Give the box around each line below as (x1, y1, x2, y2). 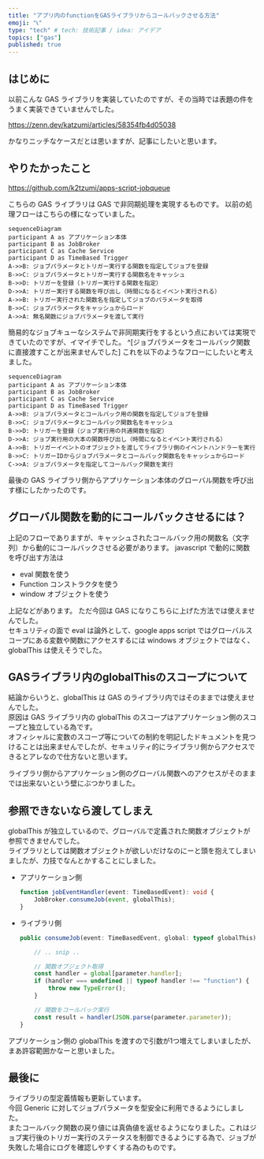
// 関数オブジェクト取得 (34, 963, 104, 971)
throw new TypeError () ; (48, 985, 126, 993)
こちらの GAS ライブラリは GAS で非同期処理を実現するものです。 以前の (8, 199, 246, 209)
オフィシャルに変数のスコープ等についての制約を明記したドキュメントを (8, 732, 243, 742)
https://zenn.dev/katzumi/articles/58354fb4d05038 (8, 120, 177, 129)
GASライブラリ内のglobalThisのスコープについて (8, 670, 248, 684)
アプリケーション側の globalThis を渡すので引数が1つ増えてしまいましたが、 (8, 1036, 255, 1045)
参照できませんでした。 (8, 837, 84, 846)
